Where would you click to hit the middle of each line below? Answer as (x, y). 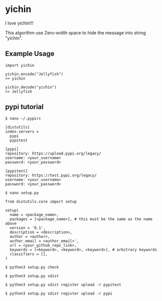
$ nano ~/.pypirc (23, 118)
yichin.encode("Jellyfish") (34, 74)
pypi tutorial (24, 107)
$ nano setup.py (22, 193)
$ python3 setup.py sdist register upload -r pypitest (63, 284)
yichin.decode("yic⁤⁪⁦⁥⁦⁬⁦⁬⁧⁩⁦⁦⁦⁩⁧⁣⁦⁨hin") (31, 87)
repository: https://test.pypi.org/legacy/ (51, 175)
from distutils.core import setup (41, 201)
